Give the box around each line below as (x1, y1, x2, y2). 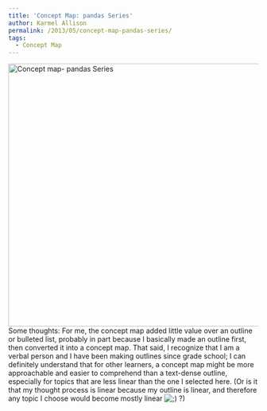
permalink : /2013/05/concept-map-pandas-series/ (8, 26, 172, 34)
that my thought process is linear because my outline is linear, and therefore (8, 386, 257, 395)
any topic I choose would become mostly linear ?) (8, 393, 185, 403)
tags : (8, 33, 26, 42)
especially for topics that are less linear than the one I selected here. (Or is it (8, 377, 258, 386)
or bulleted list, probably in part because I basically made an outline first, (8, 335, 247, 344)
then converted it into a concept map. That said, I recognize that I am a (8, 343, 240, 353)
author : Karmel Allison (8, 19, 87, 27)
